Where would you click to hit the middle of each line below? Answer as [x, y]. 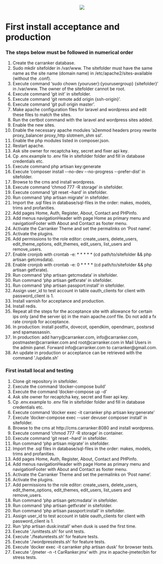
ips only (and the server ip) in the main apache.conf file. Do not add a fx [84, 317]
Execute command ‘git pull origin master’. [54, 104]
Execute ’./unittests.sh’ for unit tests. [49, 531]
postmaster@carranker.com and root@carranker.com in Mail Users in [82, 342]
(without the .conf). [32, 78]
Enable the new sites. [34, 125]
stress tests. [25, 557]
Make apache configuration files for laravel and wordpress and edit [80, 110]
